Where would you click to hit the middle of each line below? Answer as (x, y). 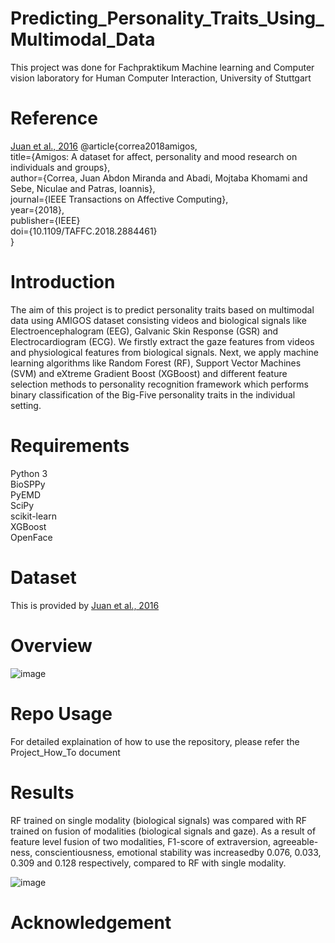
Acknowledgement (91, 922)
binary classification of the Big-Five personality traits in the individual (153, 394)
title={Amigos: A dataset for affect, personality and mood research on (154, 156)
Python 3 (29, 473)
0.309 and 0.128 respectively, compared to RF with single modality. (148, 863)
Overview (51, 645)
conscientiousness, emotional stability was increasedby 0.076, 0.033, (178, 852)
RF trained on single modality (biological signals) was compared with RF (158, 820)
